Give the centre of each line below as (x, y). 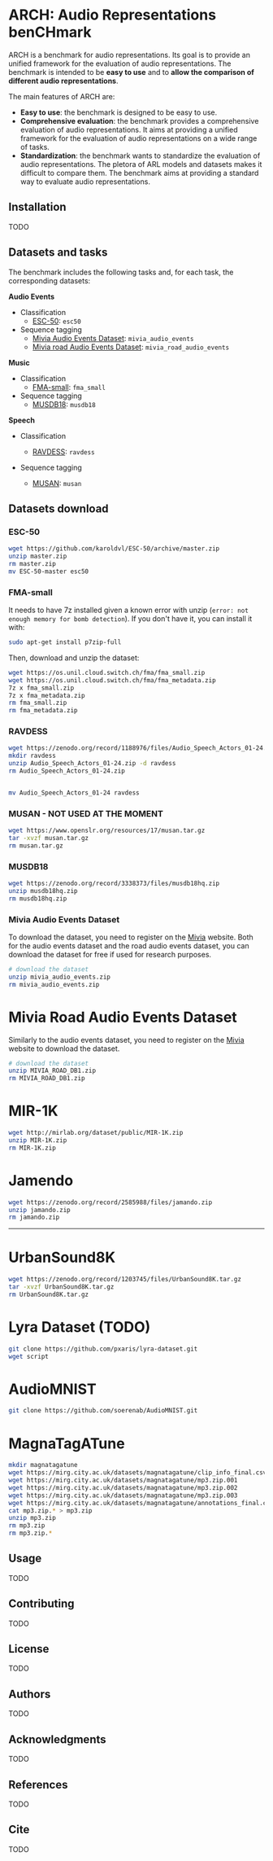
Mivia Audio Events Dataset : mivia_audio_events (113, 338)
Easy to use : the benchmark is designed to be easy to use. (119, 112)
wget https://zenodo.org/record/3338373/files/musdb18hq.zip (114, 884)
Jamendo (41, 1180)
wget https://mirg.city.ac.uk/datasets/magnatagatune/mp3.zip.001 (123, 1480)
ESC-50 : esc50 (56, 321)
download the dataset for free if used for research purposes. (110, 954)
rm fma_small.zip (38, 703)
